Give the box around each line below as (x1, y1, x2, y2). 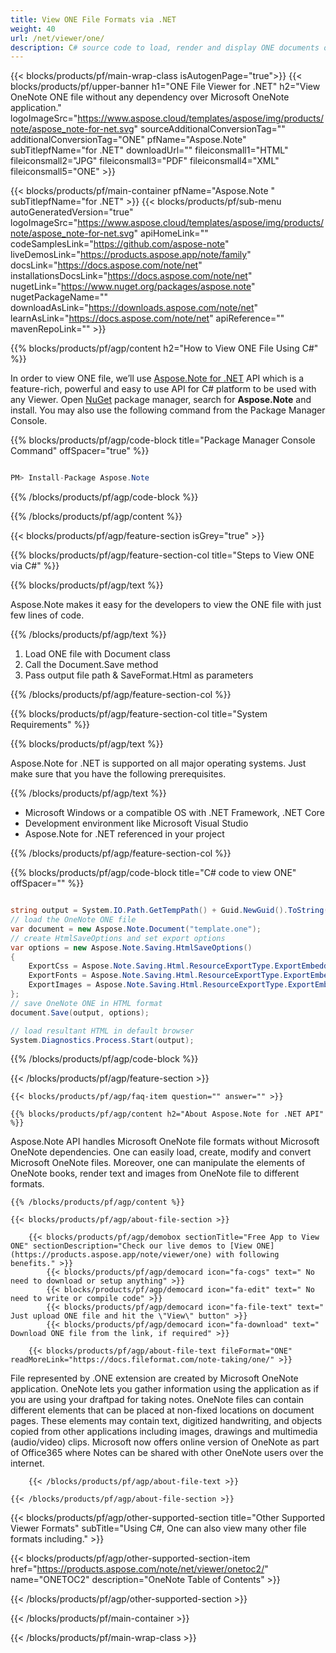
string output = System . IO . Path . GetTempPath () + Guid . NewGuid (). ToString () (10, 906, 333, 916)
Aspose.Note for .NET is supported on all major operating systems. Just (10, 757, 307, 770)
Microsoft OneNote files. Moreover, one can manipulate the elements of (10, 1157, 306, 1169)
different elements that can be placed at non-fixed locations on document (10, 1404, 315, 1416)
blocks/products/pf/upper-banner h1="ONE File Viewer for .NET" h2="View (10, 81, 321, 93)
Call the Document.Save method (24, 659, 159, 671)
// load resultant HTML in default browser (10, 1026, 195, 1036)
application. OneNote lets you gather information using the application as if (10, 1383, 320, 1395)
